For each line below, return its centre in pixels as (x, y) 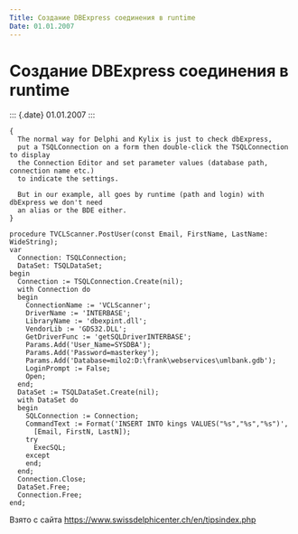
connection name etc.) (52, 171)
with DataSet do (48, 400)
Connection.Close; (52, 480)
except (38, 456)
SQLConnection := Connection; (83, 417)
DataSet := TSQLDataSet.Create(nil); (88, 393)
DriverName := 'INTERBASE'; (78, 314)
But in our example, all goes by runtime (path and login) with (141, 195)
